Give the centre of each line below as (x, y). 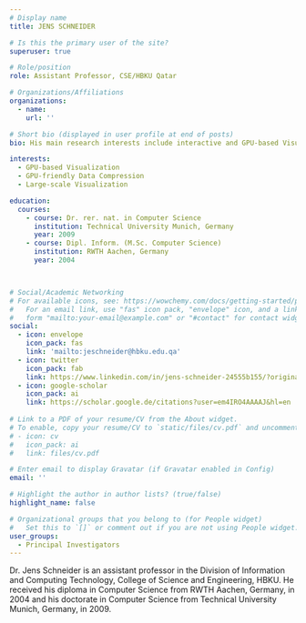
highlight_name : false (52, 503)
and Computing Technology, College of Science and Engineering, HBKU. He (152, 580)
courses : (34, 209)
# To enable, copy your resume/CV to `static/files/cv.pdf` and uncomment (154, 427)
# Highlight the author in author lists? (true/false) (116, 495)
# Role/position (40, 68)
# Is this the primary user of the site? (89, 43)
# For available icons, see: (65, 301)
